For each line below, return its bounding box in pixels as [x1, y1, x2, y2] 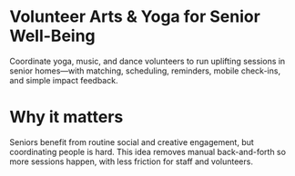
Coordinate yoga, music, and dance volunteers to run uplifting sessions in [9, 55, 286, 66]
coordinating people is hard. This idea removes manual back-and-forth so [9, 146, 287, 157]
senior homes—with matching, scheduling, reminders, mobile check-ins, [9, 65, 280, 76]
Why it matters [9, 107, 124, 128]
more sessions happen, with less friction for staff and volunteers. [9, 156, 253, 167]
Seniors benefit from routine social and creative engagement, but [9, 136, 255, 147]
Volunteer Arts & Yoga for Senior [9, 6, 261, 27]
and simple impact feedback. [9, 74, 118, 85]
